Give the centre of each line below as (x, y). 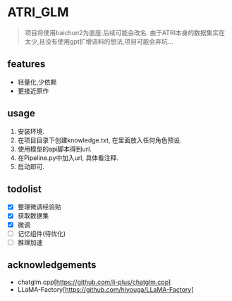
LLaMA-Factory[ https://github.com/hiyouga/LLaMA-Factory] (105, 289)
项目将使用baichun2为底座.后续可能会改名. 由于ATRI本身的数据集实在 (125, 32)
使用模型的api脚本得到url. (54, 149)
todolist (25, 189)
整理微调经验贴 (39, 207)
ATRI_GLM (38, 12)
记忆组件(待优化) (41, 233)
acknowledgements (52, 265)
